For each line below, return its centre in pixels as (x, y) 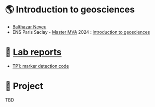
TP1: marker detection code (40, 66)
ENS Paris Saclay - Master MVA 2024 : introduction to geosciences (81, 32)
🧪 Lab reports (34, 52)
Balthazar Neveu (29, 27)
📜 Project (24, 86)
